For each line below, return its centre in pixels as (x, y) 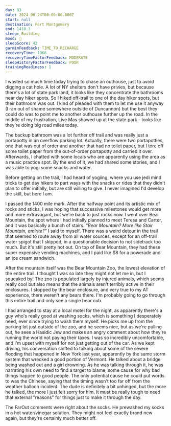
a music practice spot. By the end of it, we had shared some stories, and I (83, 162)
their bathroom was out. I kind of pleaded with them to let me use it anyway (84, 103)
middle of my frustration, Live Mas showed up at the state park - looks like (83, 120)
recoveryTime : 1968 (26, 53)
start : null (18, 19)
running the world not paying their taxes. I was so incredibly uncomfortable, (85, 338)
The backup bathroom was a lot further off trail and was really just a (77, 135)
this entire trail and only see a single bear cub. (54, 301)
